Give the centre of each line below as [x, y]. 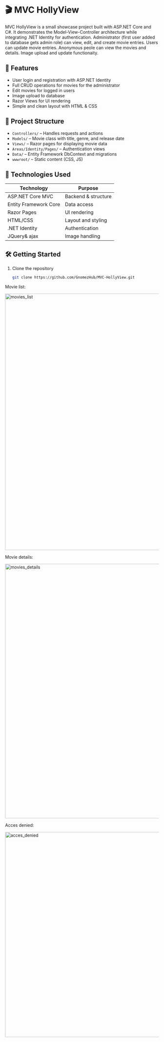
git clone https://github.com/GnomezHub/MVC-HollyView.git [73, 277]
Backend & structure [88, 197]
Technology [34, 188]
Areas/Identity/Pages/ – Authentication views [58, 149]
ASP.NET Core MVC [31, 197]
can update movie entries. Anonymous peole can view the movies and [76, 47]
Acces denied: [20, 825]
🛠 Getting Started [33, 254]
